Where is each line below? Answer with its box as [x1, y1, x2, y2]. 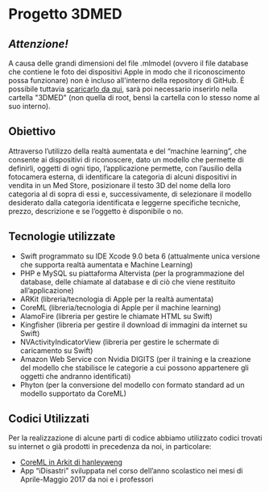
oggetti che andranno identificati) [19, 371, 131, 381]
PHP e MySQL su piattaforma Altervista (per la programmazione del [19, 268, 245, 278]
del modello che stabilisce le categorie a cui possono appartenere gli [19, 363, 250, 372]
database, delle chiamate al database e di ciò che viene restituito [19, 276, 236, 287]
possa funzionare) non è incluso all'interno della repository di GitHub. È [8, 76, 245, 85]
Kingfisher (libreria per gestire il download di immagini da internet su [19, 320, 248, 330]
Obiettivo [8, 124, 56, 138]
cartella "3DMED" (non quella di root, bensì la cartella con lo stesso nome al [8, 93, 260, 102]
